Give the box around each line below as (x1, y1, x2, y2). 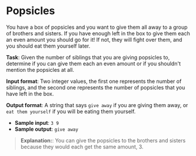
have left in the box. (6, 90, 54, 97)
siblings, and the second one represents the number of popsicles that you (6, 84, 185, 91)
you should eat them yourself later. (6, 42, 91, 49)
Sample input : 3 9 (14, 119, 59, 126)
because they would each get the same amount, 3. (20, 143, 144, 150)
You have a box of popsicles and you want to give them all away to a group (6, 24, 188, 31)
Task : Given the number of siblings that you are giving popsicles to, (6, 54, 170, 61)
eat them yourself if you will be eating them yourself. (6, 108, 136, 115)
